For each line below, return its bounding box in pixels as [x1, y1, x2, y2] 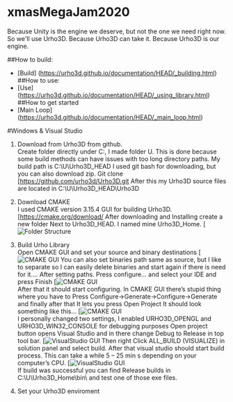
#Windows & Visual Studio [7, 126, 83, 135]
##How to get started [17, 98, 79, 106]
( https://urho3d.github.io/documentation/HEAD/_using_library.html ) [17, 91, 210, 99]
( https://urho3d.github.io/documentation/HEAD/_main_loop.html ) [17, 112, 203, 122]
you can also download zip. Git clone [17, 169, 124, 178]
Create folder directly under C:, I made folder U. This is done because [17, 147, 217, 156]
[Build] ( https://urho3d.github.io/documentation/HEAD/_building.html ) [17, 69, 217, 77]
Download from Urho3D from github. [17, 140, 123, 148]
